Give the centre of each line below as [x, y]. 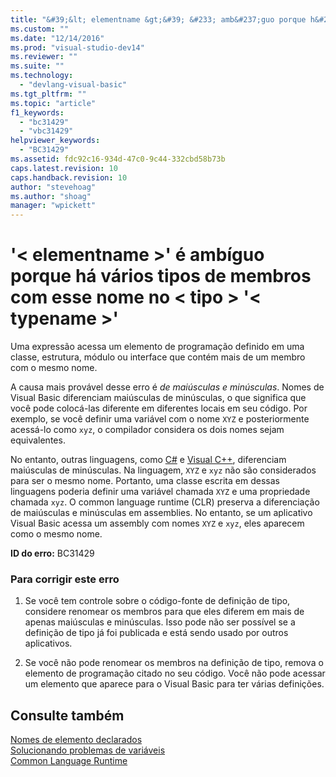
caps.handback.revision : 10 [69, 177]
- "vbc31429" [46, 131]
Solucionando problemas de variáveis [88, 750]
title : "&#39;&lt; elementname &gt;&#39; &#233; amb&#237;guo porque [158, 19]
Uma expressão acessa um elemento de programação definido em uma [157, 347]
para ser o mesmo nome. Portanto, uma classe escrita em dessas [145, 481]
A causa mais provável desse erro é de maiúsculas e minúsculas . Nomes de [167, 387]
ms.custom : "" [40, 29]
